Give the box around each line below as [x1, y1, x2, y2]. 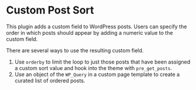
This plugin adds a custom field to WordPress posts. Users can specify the [6, 23, 187, 30]
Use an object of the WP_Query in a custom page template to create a [14, 71, 180, 78]
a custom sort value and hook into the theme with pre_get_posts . [14, 64, 172, 71]
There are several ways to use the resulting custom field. [6, 46, 144, 54]
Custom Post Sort [6, 4, 94, 17]
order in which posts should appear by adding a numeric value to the [6, 29, 174, 36]
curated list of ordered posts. [14, 77, 85, 84]
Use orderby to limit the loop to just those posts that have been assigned [14, 58, 190, 65]
